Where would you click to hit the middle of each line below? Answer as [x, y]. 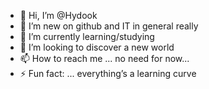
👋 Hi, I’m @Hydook [58, 15]
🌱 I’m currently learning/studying [87, 36]
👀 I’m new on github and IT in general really [109, 26]
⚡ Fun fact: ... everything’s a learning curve [108, 73]
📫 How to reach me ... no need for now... [104, 58]
